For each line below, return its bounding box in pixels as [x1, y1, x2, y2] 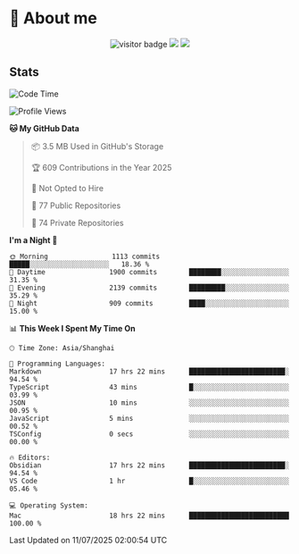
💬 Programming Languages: [9, 359, 105, 368]
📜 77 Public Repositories [30, 200, 121, 211]
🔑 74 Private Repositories [30, 217, 124, 228]
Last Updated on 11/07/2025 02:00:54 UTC [9, 534, 168, 545]
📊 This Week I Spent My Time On [9, 323, 136, 333]
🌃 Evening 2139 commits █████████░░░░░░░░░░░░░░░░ [9, 283, 290, 292]
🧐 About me [9, 8, 98, 29]
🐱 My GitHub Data [9, 122, 80, 133]
